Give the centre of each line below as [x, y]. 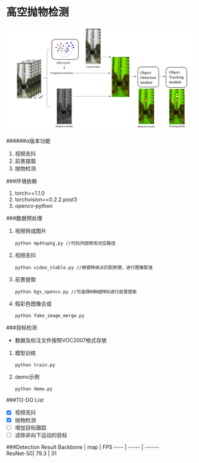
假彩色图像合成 [33, 304]
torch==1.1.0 [30, 193]
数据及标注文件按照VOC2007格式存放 [61, 341]
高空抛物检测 [38, 12]
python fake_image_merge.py [49, 316]
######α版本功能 [28, 141]
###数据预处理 [24, 218]
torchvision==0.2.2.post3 [46, 200]
